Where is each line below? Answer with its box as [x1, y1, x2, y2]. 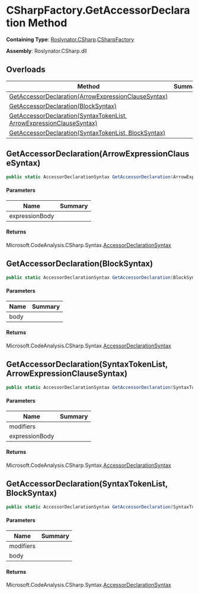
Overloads [6, 65, 46, 75]
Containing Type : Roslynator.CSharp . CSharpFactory [6, 36, 134, 43]
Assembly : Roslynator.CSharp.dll [6, 47, 87, 54]
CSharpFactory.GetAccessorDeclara [6, 4, 191, 17]
